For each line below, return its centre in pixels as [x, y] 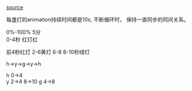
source [15, 7]
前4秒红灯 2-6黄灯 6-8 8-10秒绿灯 [48, 52]
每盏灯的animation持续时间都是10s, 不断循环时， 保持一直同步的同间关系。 [98, 19]
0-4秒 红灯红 [22, 39]
